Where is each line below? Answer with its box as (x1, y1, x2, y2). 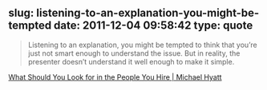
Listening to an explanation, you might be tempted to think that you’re (27, 40, 258, 49)
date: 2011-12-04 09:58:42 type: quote (53, 19, 253, 33)
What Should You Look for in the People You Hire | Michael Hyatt (8, 72, 222, 82)
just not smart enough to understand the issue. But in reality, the (27, 48, 241, 58)
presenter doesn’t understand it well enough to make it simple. (27, 57, 235, 66)
